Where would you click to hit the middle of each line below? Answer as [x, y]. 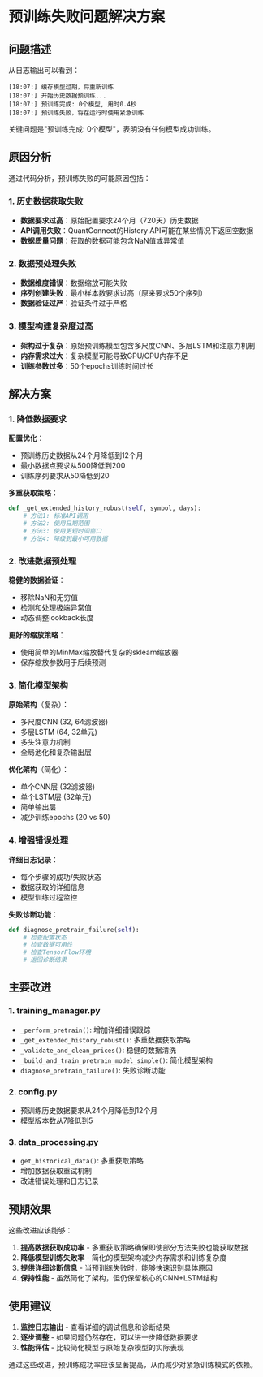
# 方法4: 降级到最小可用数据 [65, 538]
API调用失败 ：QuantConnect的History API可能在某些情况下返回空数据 [137, 231]
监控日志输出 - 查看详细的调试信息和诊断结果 [95, 1327]
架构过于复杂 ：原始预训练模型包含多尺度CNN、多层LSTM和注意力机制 [138, 345]
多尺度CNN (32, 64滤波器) [64, 722]
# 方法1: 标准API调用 [56, 516]
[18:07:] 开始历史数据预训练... [58, 96]
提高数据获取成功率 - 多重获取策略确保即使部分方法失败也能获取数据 [134, 1248]
